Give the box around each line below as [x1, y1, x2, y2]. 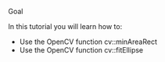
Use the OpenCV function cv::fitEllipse [19, 46, 144, 54]
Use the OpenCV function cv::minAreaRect [19, 37, 158, 46]
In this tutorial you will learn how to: [8, 22, 123, 31]
